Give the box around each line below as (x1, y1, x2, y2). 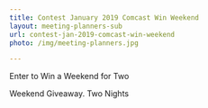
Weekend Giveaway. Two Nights (9, 88, 129, 99)
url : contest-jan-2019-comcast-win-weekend (9, 30, 176, 39)
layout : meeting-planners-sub (9, 22, 123, 31)
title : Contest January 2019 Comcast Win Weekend (9, 13, 200, 22)
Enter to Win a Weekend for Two (9, 71, 130, 82)
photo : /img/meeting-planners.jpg (9, 38, 140, 48)
